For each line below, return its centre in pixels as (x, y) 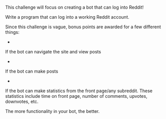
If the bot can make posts (32, 71)
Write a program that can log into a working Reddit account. (67, 17)
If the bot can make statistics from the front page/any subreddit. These (79, 91)
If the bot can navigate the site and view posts (53, 52)
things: (12, 32)
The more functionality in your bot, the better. (52, 111)
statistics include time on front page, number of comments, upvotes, (76, 96)
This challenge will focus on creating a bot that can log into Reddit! (74, 7)
